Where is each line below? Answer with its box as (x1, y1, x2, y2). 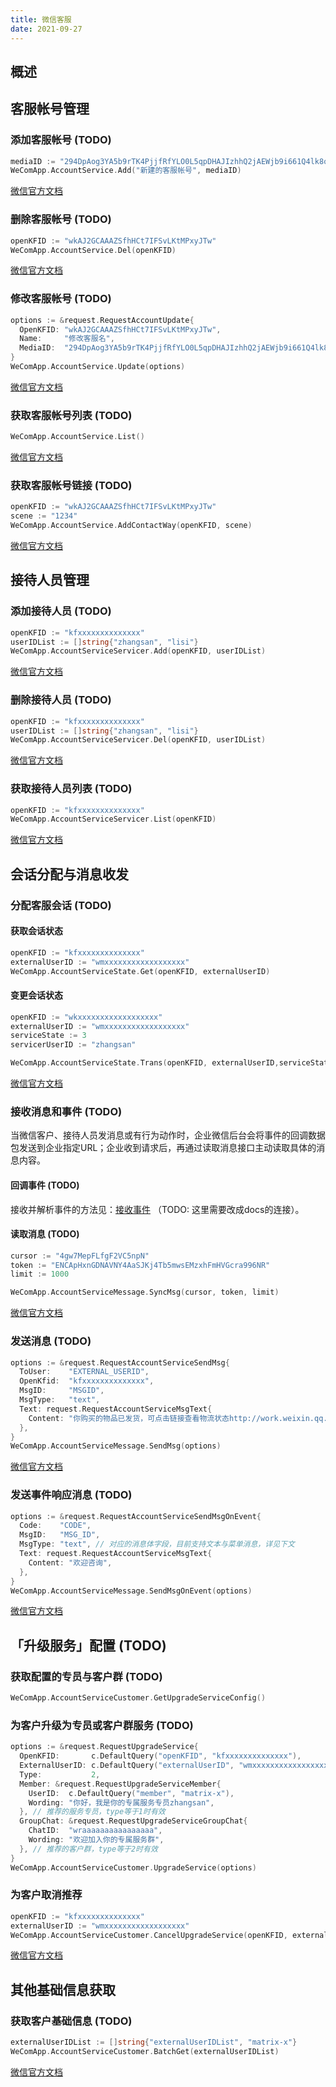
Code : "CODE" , (19, 1521, 92, 1531)
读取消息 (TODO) (10, 1228, 80, 1240)
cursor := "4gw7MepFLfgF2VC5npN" (10, 1251, 150, 1261)
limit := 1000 (10, 1269, 70, 1280)
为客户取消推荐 (10, 1888, 83, 1902)
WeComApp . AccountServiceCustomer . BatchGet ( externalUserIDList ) (10, 2047, 280, 2057)
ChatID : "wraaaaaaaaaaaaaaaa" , (28, 1826, 163, 1836)
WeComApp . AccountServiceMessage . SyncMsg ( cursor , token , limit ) (10, 1287, 280, 1298)
